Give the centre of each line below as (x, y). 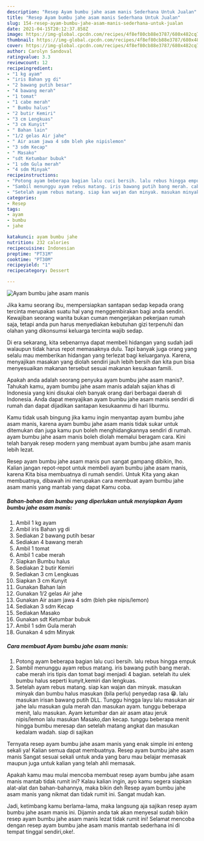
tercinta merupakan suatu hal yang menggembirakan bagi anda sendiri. (96, 311)
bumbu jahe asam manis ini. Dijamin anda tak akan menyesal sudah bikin (97, 812)
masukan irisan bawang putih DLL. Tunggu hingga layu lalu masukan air (105, 700)
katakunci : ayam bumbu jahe (42, 237)
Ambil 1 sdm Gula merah (46, 625)
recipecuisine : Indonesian (41, 248)
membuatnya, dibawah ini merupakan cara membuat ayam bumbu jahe (95, 480)
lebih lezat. (21, 450)
